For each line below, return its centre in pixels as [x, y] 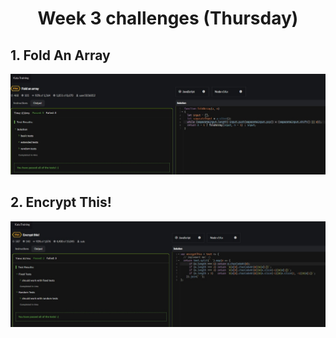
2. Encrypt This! [61, 202]
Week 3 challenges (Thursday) [168, 18]
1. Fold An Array [60, 55]
